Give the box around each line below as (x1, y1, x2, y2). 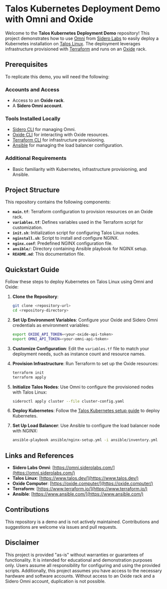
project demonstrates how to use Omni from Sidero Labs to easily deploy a (5, 35, 159, 41)
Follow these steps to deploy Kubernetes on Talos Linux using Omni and (5, 279, 154, 285)
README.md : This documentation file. (12, 251, 85, 257)
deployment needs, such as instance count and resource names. (12, 351, 146, 357)
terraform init (12, 370, 44, 375)
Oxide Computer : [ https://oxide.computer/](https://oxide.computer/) (12, 480, 154, 486)
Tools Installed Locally (5, 115, 61, 122)
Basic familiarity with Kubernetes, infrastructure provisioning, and (12, 166, 147, 172)
